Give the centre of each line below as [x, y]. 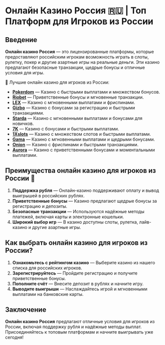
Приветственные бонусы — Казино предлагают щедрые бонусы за [84, 201]
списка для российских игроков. [47, 268]
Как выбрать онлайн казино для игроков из [76, 243]
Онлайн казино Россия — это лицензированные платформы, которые [80, 52]
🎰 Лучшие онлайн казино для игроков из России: [57, 82]
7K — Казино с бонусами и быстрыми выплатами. [66, 129]
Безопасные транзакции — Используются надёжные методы [78, 211]
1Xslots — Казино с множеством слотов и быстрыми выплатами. [82, 134]
